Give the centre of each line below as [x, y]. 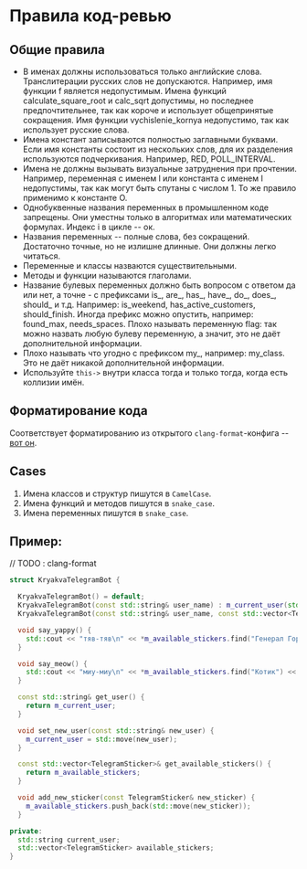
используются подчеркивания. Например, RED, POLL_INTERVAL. [149, 159]
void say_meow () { [53, 663]
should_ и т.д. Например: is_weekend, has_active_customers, [139, 304]
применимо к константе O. [75, 198]
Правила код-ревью [90, 16]
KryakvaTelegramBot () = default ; [81, 597]
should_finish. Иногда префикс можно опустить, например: [138, 314]
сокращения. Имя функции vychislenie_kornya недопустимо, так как [156, 120]
